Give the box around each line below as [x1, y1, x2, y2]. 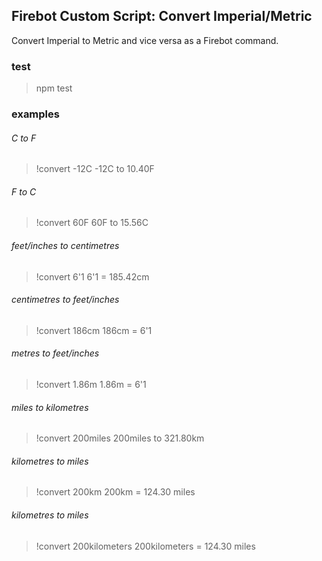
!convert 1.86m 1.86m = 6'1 [35, 379, 147, 391]
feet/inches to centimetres [11, 240, 120, 252]
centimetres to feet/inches [11, 294, 120, 306]
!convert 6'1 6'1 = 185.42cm [35, 270, 150, 283]
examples [11, 107, 60, 121]
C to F [11, 132, 37, 144]
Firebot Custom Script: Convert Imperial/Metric [11, 8, 313, 25]
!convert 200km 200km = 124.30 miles [35, 486, 196, 498]
